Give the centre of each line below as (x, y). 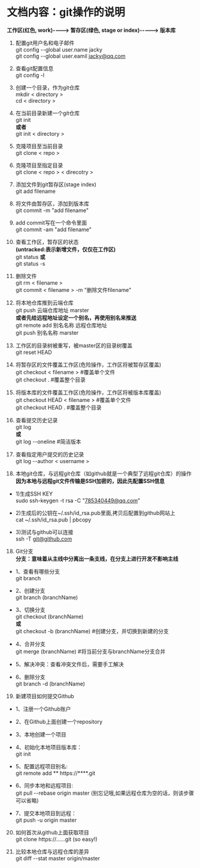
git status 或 (30, 256)
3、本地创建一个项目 (41, 734)
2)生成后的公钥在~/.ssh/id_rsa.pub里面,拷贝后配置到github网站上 (95, 513)
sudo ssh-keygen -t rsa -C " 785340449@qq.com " (78, 500)
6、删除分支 (30, 677)
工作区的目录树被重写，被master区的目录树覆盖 (74, 345)
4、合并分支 (30, 644)
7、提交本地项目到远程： (46, 813)
